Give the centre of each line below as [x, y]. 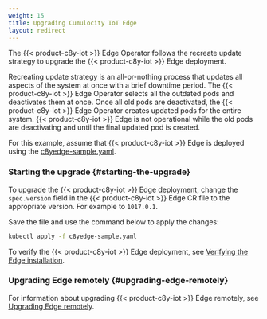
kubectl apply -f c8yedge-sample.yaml [73, 236]
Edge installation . [37, 260]
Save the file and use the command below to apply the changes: [114, 222]
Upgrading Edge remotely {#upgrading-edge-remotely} [118, 281]
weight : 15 [26, 16]
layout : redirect [37, 30]
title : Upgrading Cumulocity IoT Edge [73, 23]
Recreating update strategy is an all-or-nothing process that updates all [126, 77]
